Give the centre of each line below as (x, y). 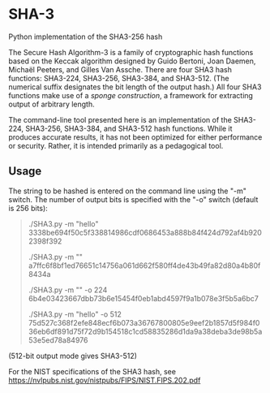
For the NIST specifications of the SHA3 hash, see (92, 371)
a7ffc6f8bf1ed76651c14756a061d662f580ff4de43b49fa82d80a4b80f (144, 266)
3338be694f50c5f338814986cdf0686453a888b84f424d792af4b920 (145, 232)
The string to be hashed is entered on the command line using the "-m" (128, 191)
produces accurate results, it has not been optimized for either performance (135, 137)
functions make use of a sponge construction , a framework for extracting (131, 95)
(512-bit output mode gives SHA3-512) (73, 356)
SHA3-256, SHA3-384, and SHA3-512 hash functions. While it (129, 128)
